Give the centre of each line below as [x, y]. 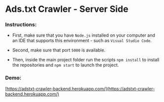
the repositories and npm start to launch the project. [65, 65]
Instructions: [21, 25]
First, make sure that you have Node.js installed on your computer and [84, 35]
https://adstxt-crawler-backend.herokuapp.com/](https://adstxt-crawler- [81, 89]
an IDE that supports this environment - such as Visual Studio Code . [82, 41]
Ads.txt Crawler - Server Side [67, 9]
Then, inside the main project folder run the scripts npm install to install [86, 60]
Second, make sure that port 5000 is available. [59, 50]
